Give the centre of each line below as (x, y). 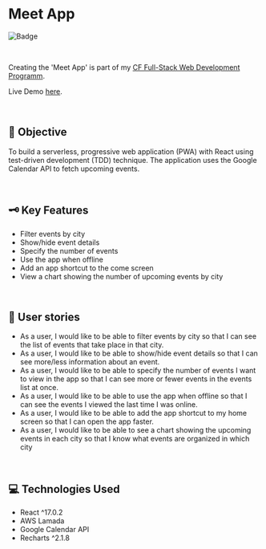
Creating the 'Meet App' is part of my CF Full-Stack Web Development (124, 67)
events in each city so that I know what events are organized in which (135, 439)
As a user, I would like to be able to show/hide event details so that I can (139, 353)
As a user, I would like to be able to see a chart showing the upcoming (135, 430)
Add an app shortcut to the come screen (87, 268)
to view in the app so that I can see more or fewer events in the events (136, 379)
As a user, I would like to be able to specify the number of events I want (138, 371)
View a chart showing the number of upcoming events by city (121, 276)
